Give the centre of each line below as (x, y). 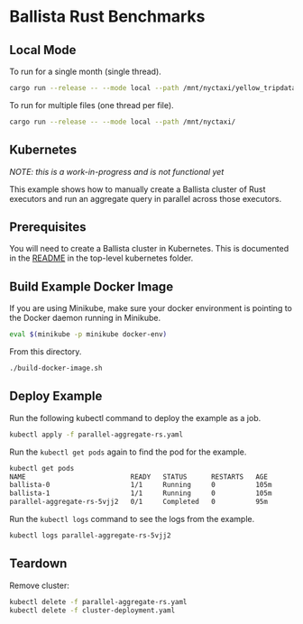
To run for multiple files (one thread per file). (92, 105)
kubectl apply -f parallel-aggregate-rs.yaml (96, 435)
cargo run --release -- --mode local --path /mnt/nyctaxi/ (123, 122)
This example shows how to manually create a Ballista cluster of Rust (138, 189)
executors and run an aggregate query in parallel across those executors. (146, 198)
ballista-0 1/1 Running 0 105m (141, 485)
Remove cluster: (40, 585)
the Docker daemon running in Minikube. (85, 318)
